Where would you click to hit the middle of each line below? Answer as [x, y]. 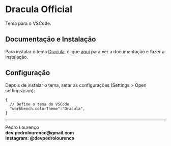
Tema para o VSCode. [28, 23]
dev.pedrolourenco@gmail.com [40, 132]
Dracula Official [39, 9]
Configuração [28, 73]
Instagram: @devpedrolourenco [40, 138]
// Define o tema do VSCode [40, 104]
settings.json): [20, 90]
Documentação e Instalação [51, 39]
